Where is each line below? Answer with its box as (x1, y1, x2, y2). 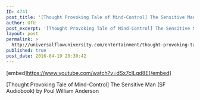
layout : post (6, 31, 39, 37)
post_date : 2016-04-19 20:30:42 (6, 53, 86, 59)
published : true (6, 48, 46, 54)
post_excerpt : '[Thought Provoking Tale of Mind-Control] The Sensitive (6, 25, 190, 32)
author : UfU (6, 20, 36, 26)
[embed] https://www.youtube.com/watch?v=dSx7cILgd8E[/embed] (6, 69, 171, 76)
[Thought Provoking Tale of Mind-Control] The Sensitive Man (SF (6, 81, 166, 88)
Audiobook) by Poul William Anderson (6, 87, 99, 94)
